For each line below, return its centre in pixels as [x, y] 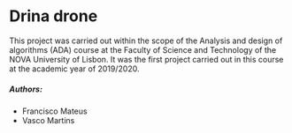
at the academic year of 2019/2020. [74, 69]
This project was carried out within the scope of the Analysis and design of [146, 41]
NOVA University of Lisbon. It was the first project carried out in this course [146, 59]
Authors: [26, 89]
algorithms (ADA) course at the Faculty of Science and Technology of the [143, 49]
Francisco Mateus [54, 111]
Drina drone [54, 16]
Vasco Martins [48, 120]
